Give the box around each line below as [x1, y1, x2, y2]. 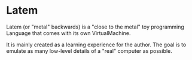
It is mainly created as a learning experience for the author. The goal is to [6, 41, 187, 48]
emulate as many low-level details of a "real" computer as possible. [6, 47, 172, 54]
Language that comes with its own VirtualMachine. [6, 29, 131, 36]
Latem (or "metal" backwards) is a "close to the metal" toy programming [6, 23, 184, 30]
